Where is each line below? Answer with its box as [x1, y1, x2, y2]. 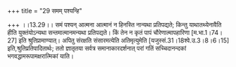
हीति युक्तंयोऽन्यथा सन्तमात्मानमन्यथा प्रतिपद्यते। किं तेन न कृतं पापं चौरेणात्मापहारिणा [7, 29, 190, 36]
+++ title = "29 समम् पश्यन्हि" [7, 7, 82, 15]
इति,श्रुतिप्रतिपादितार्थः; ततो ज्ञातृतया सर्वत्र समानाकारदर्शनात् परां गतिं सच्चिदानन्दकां [7, 44, 187, 52]
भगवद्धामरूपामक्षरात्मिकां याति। [7, 52, 74, 60]
